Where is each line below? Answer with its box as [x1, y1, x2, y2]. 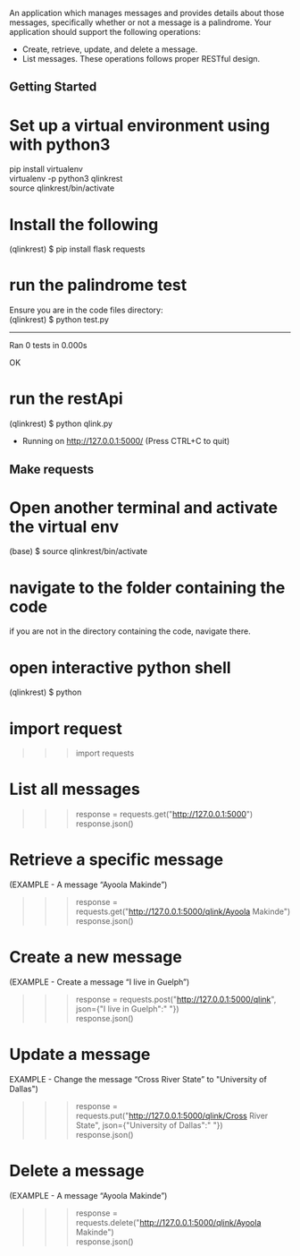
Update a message [9, 1045, 151, 1064]
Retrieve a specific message [9, 850, 224, 870]
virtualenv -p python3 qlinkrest [9, 174, 123, 184]
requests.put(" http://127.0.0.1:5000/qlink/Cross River [75, 1110, 269, 1122]
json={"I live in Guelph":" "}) [75, 1004, 180, 1014]
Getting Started [9, 80, 97, 95]
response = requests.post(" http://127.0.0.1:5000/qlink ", [75, 994, 277, 1005]
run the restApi [9, 389, 123, 409]
